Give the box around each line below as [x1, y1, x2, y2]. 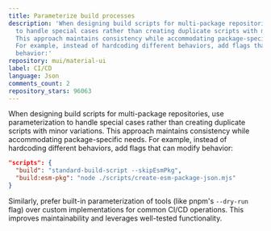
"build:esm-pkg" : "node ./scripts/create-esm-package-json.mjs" [15, 174, 236, 183]
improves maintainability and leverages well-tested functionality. [8, 213, 223, 223]
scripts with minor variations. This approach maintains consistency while [8, 126, 250, 136]
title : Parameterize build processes [8, 11, 135, 20]
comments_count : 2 [8, 79, 70, 87]
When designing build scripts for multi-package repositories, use [8, 109, 224, 119]
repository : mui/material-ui [8, 57, 106, 65]
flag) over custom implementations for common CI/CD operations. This [8, 204, 244, 214]
